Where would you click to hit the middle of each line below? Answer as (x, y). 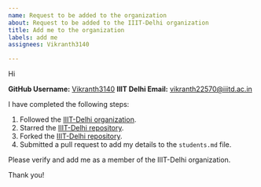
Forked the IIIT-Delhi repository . (71, 136)
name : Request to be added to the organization (88, 15)
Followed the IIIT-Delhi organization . (78, 119)
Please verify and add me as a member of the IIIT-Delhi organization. (119, 160)
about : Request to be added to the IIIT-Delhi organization (109, 23)
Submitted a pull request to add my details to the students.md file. (125, 145)
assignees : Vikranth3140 (49, 45)
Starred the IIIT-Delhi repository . (72, 128)
